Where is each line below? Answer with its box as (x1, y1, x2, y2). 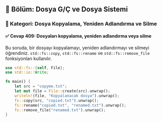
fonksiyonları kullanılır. (5, 55, 52, 62)
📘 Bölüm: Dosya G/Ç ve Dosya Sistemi (5, 5, 128, 14)
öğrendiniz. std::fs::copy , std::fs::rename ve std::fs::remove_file (5, 50, 150, 56)
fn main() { (5, 79, 31, 84)
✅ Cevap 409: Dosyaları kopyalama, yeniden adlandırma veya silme (5, 33, 152, 39)
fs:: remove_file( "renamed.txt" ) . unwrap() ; (14, 107, 106, 112)
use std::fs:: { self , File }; (5, 65, 65, 70)
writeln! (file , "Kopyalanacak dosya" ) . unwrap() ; (14, 93, 120, 98)
